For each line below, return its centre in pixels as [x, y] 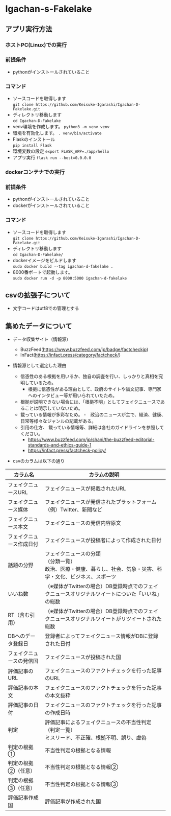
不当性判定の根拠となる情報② [82, 767]
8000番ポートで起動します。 [42, 272]
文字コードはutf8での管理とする [46, 308]
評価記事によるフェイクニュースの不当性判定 [98, 722]
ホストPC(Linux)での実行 [36, 45]
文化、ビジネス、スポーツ [86, 577]
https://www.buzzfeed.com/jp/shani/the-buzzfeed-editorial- [91, 439]
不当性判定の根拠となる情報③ [82, 784]
